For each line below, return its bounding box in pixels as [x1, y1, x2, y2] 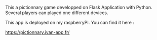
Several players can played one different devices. [5, 10, 108, 16]
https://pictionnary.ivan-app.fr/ [5, 29, 70, 35]
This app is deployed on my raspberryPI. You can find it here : [5, 20, 134, 25]
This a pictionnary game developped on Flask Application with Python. [5, 5, 152, 10]
